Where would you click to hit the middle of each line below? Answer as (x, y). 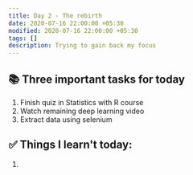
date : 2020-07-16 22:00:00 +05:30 (66, 23)
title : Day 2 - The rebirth (55, 16)
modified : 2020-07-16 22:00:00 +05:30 (73, 31)
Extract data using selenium (66, 119)
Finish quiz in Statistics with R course (82, 102)
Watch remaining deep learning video (82, 111)
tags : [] (23, 38)
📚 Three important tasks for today (96, 79)
